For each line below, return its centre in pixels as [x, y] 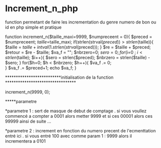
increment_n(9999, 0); [28, 92]
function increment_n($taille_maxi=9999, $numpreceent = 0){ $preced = [79, 37]
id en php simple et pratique [34, 27]
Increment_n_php [42, 9]
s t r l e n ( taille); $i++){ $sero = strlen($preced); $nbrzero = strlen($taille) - [78, 57]
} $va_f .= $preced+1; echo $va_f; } [41, 68]
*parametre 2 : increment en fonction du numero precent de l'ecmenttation [80, 130]
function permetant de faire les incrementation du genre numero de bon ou [81, 22]
